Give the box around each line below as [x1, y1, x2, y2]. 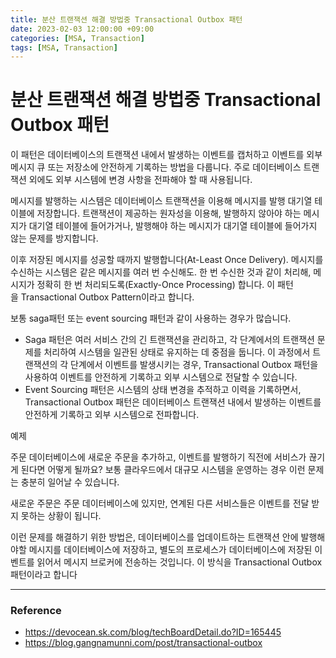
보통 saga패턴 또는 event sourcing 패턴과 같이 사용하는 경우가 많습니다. [10, 312, 292, 325]
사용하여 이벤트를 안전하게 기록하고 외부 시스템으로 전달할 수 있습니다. [24, 371, 298, 383]
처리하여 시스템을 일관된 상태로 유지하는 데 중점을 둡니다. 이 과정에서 [43, 346, 311, 358]
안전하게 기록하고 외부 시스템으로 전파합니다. [24, 409, 200, 421]
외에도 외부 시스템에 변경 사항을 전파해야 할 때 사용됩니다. [28, 174, 253, 186]
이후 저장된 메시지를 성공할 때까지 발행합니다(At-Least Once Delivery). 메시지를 [10, 254, 324, 266]
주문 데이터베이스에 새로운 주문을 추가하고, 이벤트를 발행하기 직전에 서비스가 [10, 451, 307, 463]
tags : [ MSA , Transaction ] [10, 42, 118, 53]
